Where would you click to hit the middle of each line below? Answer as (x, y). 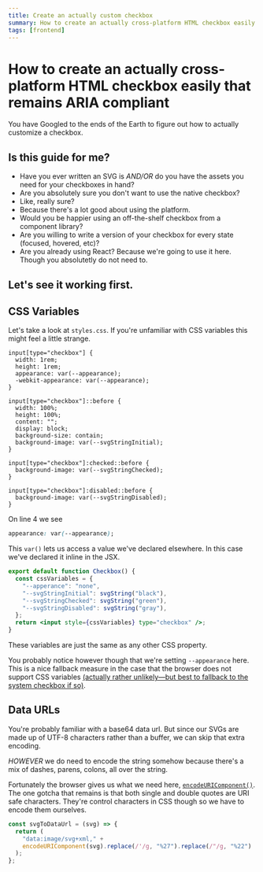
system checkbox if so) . (47, 685)
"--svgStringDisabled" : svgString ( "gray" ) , (95, 608)
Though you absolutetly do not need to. (83, 260)
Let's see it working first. (71, 285)
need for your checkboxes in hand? (77, 185)
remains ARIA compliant (89, 102)
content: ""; (37, 422)
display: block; (42, 429)
